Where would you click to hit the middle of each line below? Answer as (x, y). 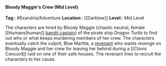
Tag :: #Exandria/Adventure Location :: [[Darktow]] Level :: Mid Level (75, 18)
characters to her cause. (31, 59)
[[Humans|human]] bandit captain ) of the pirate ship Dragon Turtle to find (81, 33)
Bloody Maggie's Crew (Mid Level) (42, 7)
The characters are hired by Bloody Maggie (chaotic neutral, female (75, 28)
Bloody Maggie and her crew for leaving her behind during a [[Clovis (76, 49)
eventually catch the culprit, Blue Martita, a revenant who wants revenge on (83, 43)
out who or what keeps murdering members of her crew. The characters (80, 38)
